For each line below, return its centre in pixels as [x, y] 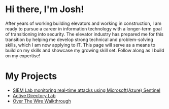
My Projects [31, 76]
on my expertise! [23, 56]
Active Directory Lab [34, 95]
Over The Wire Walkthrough [42, 101]
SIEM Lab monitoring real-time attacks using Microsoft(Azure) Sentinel [87, 90]
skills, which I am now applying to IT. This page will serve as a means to [80, 45]
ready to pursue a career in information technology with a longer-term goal [84, 28]
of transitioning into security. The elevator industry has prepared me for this [84, 34]
